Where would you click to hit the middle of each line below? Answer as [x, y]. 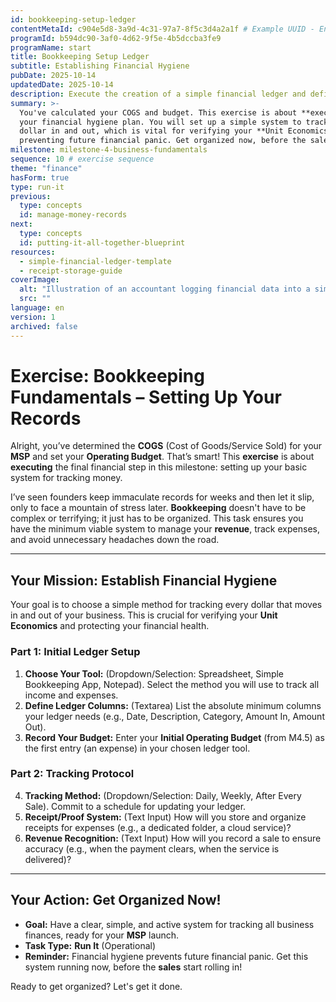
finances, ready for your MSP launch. [102, 935]
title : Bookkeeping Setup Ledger [80, 57]
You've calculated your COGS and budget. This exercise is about [158, 112]
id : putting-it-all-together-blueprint [102, 242]
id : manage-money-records [73, 215]
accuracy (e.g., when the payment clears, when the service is [152, 848]
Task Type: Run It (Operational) [90, 945]
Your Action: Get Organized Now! [116, 900]
